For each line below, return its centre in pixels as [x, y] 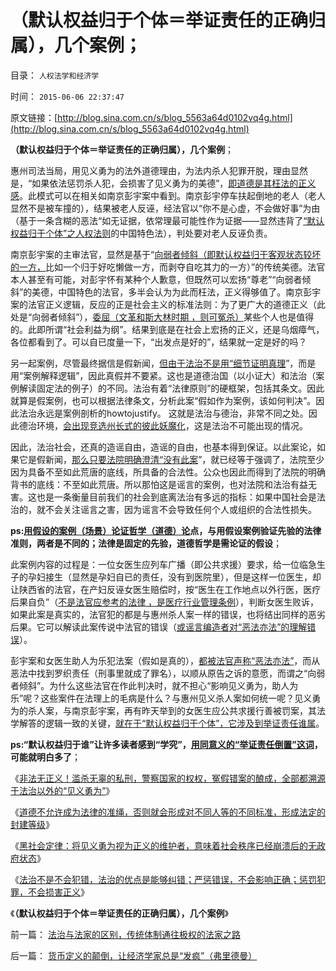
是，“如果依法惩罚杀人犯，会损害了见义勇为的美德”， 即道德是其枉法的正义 [163, 183]
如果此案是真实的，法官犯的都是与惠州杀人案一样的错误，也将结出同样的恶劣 [168, 614]
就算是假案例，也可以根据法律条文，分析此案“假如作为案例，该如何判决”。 [163, 400]
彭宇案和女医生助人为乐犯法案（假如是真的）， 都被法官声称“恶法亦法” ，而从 [165, 660]
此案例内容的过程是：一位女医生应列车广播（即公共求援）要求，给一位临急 [163, 564]
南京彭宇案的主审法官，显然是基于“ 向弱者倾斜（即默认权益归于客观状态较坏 [166, 254]
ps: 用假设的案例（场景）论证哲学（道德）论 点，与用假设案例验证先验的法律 [166, 530]
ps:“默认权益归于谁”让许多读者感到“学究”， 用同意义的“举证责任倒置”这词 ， [166, 744]
